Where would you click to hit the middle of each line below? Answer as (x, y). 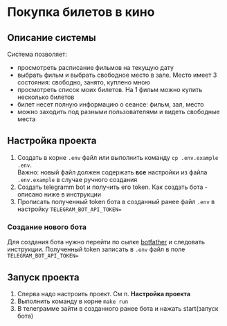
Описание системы (52, 38)
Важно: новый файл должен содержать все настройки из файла (112, 172)
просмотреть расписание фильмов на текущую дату (96, 67)
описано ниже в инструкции (59, 194)
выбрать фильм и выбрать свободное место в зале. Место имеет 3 (117, 75)
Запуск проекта (43, 277)
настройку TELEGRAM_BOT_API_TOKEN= (69, 209)
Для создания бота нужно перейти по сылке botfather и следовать (106, 242)
